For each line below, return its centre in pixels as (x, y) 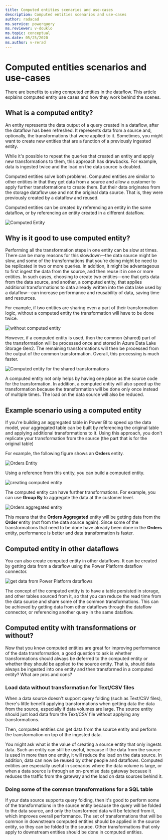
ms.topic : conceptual (28, 33)
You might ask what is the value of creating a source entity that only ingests (83, 744)
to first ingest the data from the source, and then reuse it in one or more (79, 272)
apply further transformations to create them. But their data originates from (83, 187)
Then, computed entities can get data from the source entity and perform (81, 729)
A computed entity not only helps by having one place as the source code (81, 378)
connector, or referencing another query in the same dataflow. (69, 612)
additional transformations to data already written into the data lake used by (83, 287)
